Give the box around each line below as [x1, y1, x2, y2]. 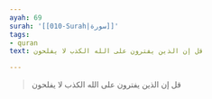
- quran [9, 38, 39, 48]
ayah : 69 [9, 13, 42, 22]
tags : [9, 30, 30, 39]
